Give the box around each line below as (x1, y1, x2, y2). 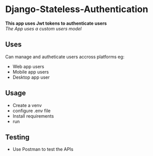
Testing (5, 133, 30, 141)
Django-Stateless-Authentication (5, 4, 148, 15)
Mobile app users (12, 69, 49, 75)
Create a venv (12, 102, 42, 108)
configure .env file (12, 108, 51, 114)
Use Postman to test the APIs (12, 146, 74, 152)
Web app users (12, 63, 44, 69)
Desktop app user (12, 74, 50, 80)
